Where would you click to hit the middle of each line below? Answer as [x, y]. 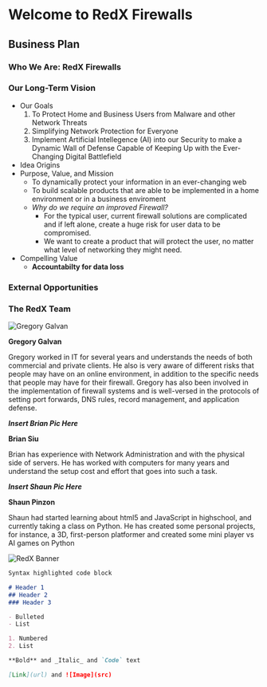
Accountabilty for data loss [78, 267]
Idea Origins [40, 164]
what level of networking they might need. [113, 250]
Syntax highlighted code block [60, 573]
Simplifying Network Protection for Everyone [105, 131]
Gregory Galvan [35, 342]
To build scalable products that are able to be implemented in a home [145, 190]
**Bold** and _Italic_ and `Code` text [75, 661]
